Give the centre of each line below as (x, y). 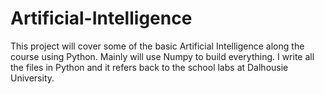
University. (32, 78)
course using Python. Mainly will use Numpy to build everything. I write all (162, 56)
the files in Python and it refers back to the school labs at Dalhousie (149, 67)
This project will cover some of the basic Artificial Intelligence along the (157, 46)
